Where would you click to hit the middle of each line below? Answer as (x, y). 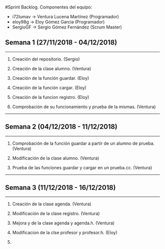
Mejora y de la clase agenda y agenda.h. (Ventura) (63, 223)
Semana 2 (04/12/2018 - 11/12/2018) (61, 127)
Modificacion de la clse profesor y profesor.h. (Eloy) (65, 233)
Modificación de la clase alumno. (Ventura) (55, 158)
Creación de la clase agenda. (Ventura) (52, 204)
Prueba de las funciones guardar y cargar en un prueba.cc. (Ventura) (82, 167)
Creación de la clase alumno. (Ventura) (52, 68)
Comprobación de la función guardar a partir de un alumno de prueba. (83, 143)
